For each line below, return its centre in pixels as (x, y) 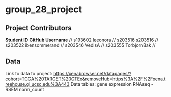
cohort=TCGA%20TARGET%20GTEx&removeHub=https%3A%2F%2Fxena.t (85, 79)
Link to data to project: (29, 73)
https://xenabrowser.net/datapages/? (92, 73)
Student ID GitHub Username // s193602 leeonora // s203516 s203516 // (82, 40)
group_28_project (44, 9)
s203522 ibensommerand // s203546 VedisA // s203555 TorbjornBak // (80, 45)
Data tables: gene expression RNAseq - (112, 84)
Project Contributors (39, 28)
